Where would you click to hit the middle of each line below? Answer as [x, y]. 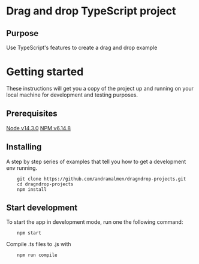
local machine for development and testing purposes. [72, 95]
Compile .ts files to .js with [39, 244]
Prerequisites [32, 114]
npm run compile [37, 255]
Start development [42, 207]
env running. [22, 168]
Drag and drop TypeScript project [91, 11]
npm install [32, 189]
